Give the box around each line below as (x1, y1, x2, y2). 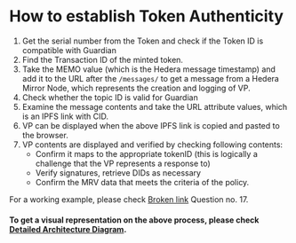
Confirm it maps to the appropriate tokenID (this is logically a (35, 148, 258, 159)
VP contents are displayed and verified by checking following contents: (21, 139, 283, 150)
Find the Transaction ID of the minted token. (21, 54, 184, 65)
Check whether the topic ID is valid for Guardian (21, 91, 198, 103)
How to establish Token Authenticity (9, 6, 284, 27)
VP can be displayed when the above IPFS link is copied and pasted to (21, 120, 280, 130)
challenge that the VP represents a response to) (35, 158, 211, 169)
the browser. (21, 129, 68, 140)
